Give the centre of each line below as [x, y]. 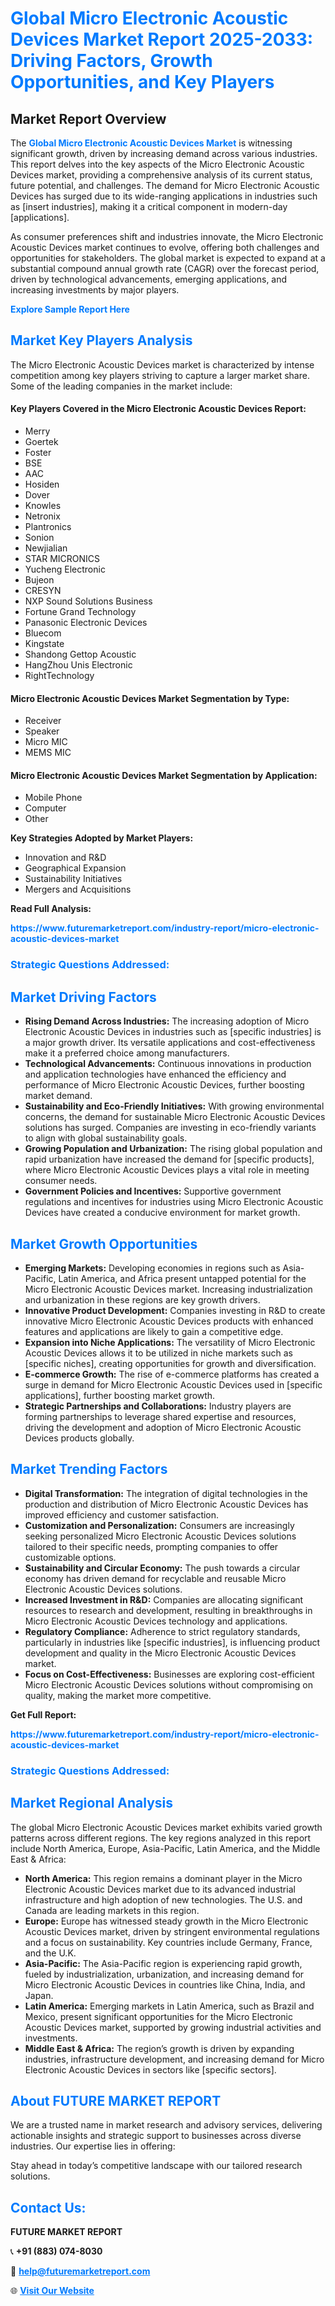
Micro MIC [46, 742]
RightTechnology [59, 676]
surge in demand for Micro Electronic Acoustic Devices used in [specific [173, 1384]
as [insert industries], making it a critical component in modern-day [149, 206]
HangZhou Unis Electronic [78, 665]
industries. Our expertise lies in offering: [93, 2146]
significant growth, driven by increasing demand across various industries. [164, 153]
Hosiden [42, 484]
